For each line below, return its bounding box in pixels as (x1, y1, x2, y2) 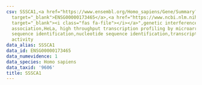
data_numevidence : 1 (6, 53, 58, 59)
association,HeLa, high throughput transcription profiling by (11, 25, 173, 32)
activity (11, 37, 34, 42)
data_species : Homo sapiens (6, 59, 77, 65)
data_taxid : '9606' (6, 64, 55, 71)
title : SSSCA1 (6, 70, 42, 76)
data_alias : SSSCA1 (6, 42, 55, 48)
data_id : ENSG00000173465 (6, 48, 71, 54)
